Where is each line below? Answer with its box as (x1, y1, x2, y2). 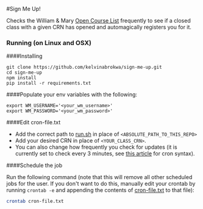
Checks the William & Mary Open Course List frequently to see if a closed (6, 17, 191, 24)
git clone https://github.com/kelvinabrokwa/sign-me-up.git (6, 64, 163, 71)
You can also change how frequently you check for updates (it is (15, 143, 178, 151)
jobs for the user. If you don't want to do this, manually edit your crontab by (6, 180, 196, 188)
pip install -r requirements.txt (6, 80, 91, 87)
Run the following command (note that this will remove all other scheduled (6, 174, 193, 181)
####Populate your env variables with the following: (6, 91, 138, 98)
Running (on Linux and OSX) (6, 38, 91, 47)
